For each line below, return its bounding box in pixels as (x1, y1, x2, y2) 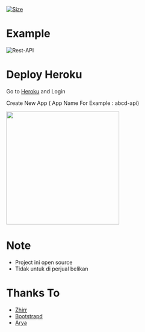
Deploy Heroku (6, 68, 82, 81)
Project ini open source (14, 258, 73, 266)
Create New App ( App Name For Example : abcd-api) (6, 99, 140, 107)
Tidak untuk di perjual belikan (14, 265, 88, 272)
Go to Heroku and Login (6, 87, 66, 95)
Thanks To (6, 286, 60, 299)
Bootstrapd (14, 312, 43, 319)
